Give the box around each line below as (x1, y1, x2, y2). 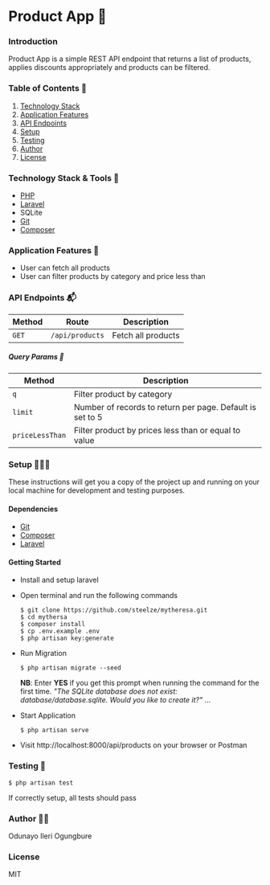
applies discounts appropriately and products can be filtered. (8, 63, 211, 72)
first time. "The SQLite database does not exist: (19, 686, 178, 696)
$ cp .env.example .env (19, 627, 100, 636)
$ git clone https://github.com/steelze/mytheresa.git (19, 606, 208, 614)
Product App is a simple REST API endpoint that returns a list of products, (8, 54, 252, 64)
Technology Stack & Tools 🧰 (8, 172, 119, 183)
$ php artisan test (8, 779, 74, 787)
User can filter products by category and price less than (19, 272, 207, 281)
